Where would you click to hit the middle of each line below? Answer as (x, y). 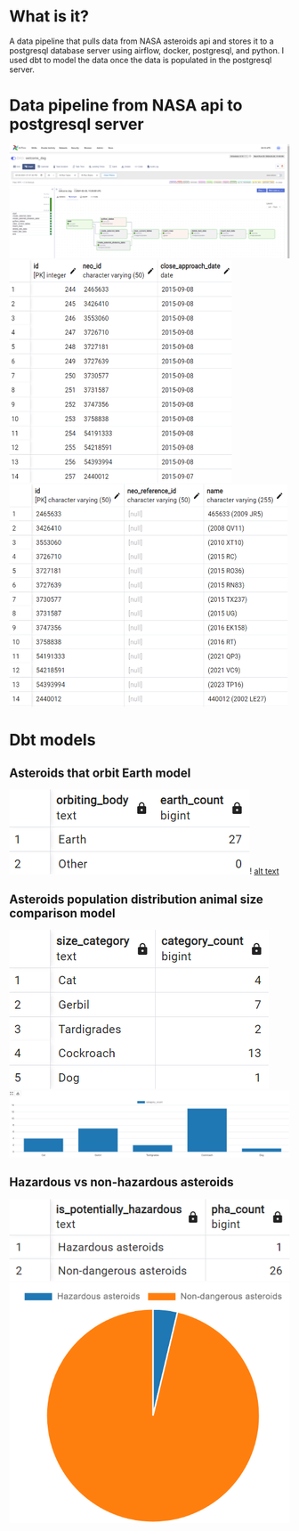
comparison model (62, 913)
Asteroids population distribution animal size (137, 899)
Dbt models (53, 740)
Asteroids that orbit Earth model (100, 773)
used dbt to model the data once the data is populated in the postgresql (141, 60)
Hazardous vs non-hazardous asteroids (121, 1182)
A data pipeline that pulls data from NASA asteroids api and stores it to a (141, 41)
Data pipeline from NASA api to (126, 106)
